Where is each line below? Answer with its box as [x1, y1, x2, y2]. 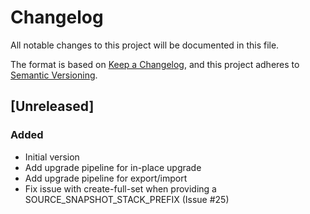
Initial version [24, 151, 80, 163]
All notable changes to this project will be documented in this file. [10, 39, 280, 51]
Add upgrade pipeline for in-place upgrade [24, 161, 202, 173]
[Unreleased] [10, 98, 95, 115]
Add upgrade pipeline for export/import [24, 172, 188, 184]
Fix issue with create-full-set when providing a [24, 182, 217, 195]
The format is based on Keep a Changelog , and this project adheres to [10, 58, 300, 70]
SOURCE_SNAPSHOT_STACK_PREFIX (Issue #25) [24, 193, 230, 205]
